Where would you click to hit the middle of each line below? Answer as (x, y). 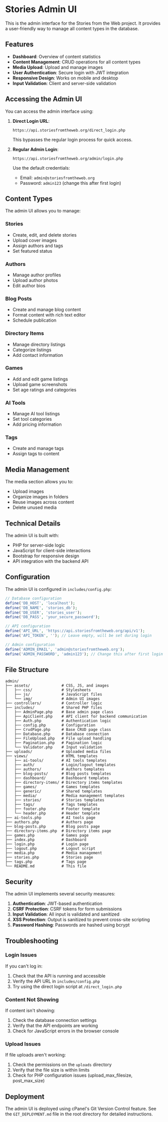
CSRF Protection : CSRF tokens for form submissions (67, 909)
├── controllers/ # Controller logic (54, 703)
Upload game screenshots (40, 384)
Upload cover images (34, 240)
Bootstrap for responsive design (46, 556)
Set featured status (32, 251)
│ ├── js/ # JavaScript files (54, 695)
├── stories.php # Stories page (49, 857)
